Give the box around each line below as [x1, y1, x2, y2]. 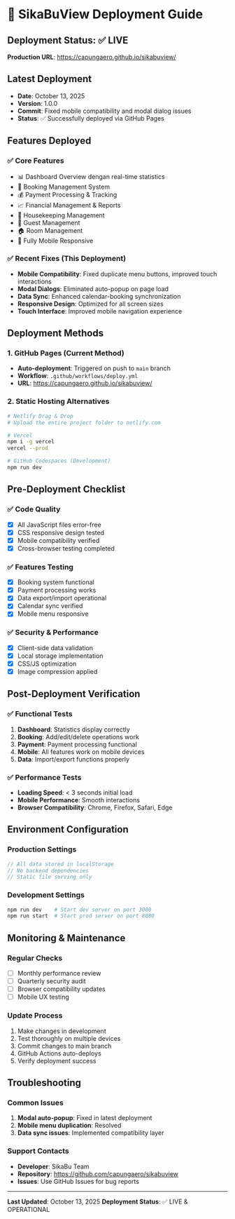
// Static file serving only [7, 873, 92, 881]
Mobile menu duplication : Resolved [17, 1122, 122, 1130]
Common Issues [7, 1098, 64, 1107]
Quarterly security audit [17, 977, 86, 985]
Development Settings [7, 890, 85, 900]
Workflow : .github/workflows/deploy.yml [17, 372, 138, 380]
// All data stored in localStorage [7, 861, 114, 868]
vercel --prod [7, 445, 49, 452]
